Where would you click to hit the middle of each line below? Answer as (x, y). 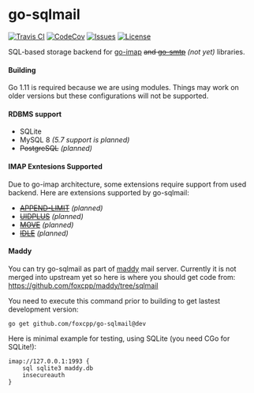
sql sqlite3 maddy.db (58, 368)
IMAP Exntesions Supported (55, 166)
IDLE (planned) (44, 233)
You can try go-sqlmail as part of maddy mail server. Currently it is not (122, 268)
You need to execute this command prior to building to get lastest (114, 300)
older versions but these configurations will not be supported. (108, 96)
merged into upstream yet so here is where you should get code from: (122, 277)
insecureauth (44, 375)
